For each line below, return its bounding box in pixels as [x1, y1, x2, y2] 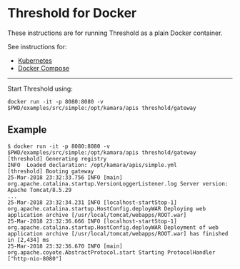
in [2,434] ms [7, 236, 50, 243]
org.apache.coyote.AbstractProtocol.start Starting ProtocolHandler [7, 248, 216, 256]
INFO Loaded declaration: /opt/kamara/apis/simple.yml [7, 161, 177, 168]
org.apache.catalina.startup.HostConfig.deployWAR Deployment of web [7, 223, 219, 231]
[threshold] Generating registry [7, 155, 107, 162]
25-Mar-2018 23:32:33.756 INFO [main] [7, 173, 123, 181]
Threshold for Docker [7, 5, 137, 21]
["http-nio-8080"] [7, 255, 62, 262]
